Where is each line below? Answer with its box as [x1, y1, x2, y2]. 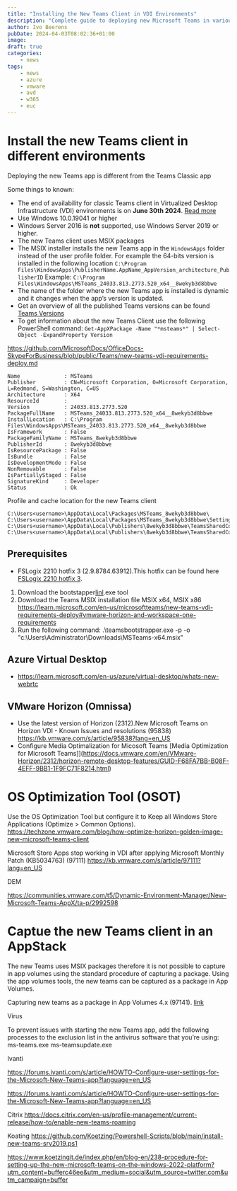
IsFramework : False [7, 428, 87, 435]
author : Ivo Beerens [7, 23, 68, 30]
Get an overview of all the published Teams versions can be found [17, 301, 210, 310]
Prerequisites [7, 548, 68, 560]
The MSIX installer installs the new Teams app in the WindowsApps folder [17, 243, 225, 252]
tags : [7, 63, 23, 70]
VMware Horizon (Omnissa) [7, 700, 132, 712]
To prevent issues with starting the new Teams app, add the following [7, 1025, 209, 1034]
